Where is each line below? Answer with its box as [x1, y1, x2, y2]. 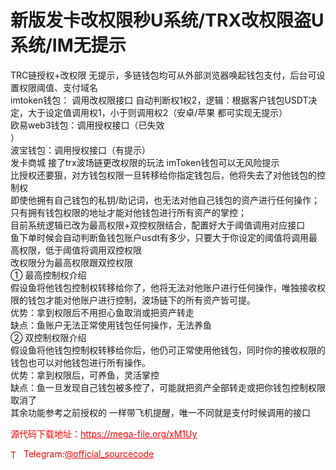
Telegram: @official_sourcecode [23, 447, 155, 460]
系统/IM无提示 [10, 34, 127, 57]
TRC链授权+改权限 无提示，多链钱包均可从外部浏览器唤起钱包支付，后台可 [10, 69, 317, 81]
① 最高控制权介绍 [10, 269, 87, 281]
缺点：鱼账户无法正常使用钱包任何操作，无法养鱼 [10, 319, 212, 331]
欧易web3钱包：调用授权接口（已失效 [10, 119, 165, 131]
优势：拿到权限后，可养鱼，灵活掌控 [10, 369, 160, 381]
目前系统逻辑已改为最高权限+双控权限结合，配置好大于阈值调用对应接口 [10, 219, 306, 231]
